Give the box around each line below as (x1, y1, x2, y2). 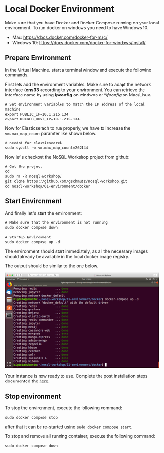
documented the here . (5, 378, 50, 384)
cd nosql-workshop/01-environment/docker (5, 184, 91, 189)
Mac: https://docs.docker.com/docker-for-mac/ (12, 34, 108, 40)
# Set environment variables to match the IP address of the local (5, 102, 145, 107)
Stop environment (5, 392, 61, 401)
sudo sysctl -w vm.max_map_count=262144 (5, 145, 89, 150)
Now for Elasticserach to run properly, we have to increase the (5, 125, 131, 131)
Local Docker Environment (5, 3, 115, 15)
